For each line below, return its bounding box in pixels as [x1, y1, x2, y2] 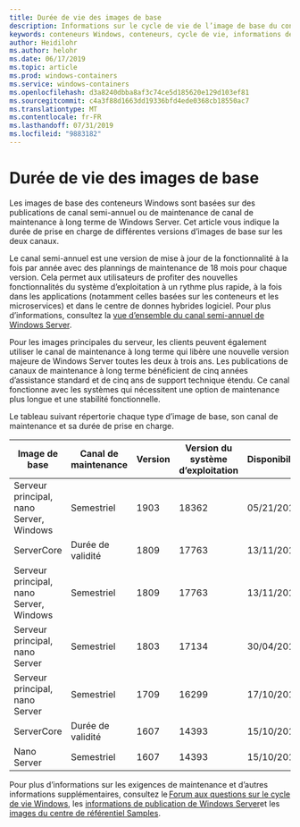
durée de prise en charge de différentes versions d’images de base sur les [9, 225, 283, 237]
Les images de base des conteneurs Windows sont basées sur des [9, 198, 256, 208]
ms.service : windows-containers [9, 80, 129, 89]
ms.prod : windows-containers [9, 72, 118, 80]
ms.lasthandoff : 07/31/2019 [9, 122, 114, 131]
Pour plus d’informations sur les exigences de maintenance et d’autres [9, 779, 269, 789]
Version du [184, 442, 233, 454]
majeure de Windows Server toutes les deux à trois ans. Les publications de [9, 355, 288, 367]
